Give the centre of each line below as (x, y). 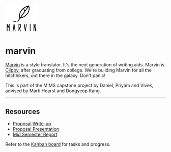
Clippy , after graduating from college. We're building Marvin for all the (78, 70)
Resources (23, 111)
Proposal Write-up (32, 124)
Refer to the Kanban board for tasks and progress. (58, 144)
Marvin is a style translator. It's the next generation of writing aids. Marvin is (85, 65)
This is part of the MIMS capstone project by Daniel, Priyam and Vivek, (79, 86)
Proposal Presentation (36, 129)
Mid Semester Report (35, 135)
